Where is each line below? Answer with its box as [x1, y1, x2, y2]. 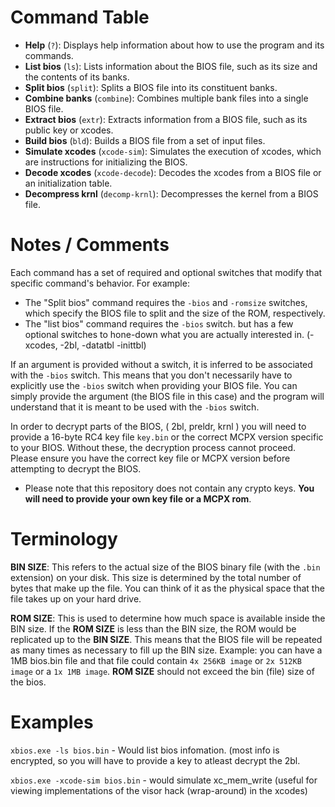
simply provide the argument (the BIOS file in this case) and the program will [10, 390, 325, 402]
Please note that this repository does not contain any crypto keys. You [24, 482, 315, 494]
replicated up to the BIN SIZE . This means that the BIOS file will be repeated [10, 633, 323, 645]
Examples [10, 711, 94, 733]
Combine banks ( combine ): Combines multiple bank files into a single [24, 92, 309, 104]
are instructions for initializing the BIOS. [24, 156, 188, 168]
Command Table [10, 6, 150, 29]
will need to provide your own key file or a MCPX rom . [24, 492, 252, 505]
